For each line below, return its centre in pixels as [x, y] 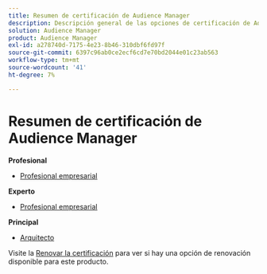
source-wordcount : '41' [48, 68]
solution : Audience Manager [55, 30]
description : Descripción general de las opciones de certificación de [129, 23]
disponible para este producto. [58, 261]
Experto [22, 191]
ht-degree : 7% [32, 75]
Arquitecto [37, 237]
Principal [23, 222]
